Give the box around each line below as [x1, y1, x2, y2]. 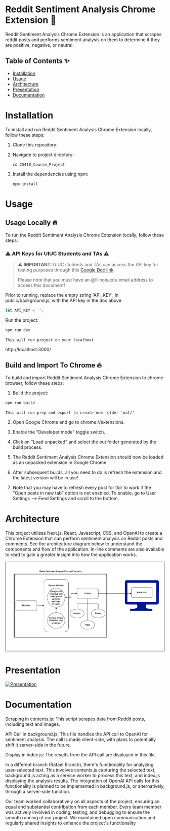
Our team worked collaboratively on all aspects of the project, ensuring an [5, 798, 160, 805]
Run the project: [5, 317, 39, 323]
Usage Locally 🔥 [5, 219, 58, 227]
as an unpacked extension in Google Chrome [12, 459, 107, 466]
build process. [12, 444, 42, 450]
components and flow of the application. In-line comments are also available [5, 546, 164, 552]
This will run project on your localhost [5, 337, 94, 343]
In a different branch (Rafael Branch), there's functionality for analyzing [5, 761, 154, 768]
